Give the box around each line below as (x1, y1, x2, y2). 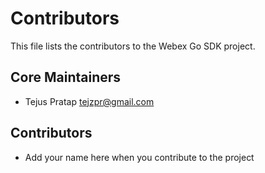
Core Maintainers (10, 69, 122, 86)
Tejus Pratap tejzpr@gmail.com (24, 95, 155, 107)
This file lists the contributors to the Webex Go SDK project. (10, 40, 256, 52)
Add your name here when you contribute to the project (24, 151, 255, 163)
